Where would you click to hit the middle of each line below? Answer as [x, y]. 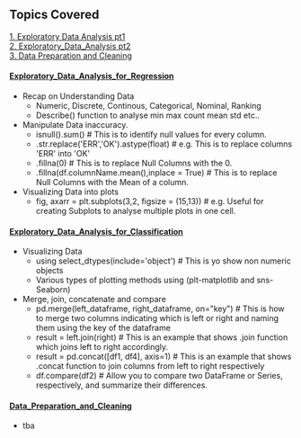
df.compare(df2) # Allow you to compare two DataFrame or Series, [159, 376]
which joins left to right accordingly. [102, 347]
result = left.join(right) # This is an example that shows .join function [162, 337]
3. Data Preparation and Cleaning [71, 55]
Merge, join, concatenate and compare [94, 299]
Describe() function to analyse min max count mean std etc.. [148, 115]
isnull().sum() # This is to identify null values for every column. [151, 135]
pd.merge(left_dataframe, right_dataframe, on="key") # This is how [160, 308]
